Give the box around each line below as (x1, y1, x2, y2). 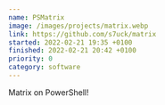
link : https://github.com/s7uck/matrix (8, 29, 157, 38)
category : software (8, 63, 81, 72)
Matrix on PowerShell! (8, 86, 89, 98)
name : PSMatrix (8, 12, 65, 22)
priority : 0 (8, 54, 53, 63)
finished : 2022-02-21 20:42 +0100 (8, 46, 137, 55)
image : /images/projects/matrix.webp (8, 21, 149, 30)
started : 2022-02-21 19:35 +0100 (8, 37, 133, 47)
